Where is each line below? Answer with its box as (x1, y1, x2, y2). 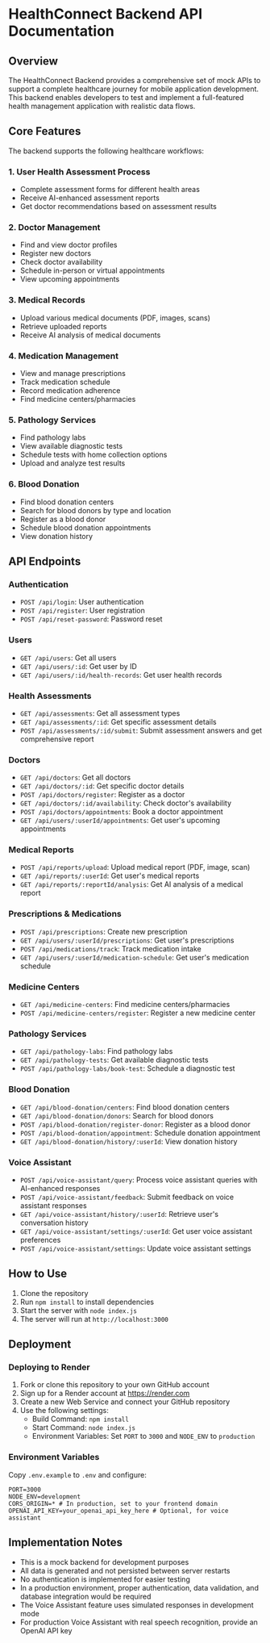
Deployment (8, 1337, 72, 1352)
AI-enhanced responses (19, 1183, 101, 1193)
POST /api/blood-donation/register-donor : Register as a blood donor (19, 1119, 251, 1129)
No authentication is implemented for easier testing (19, 1574, 191, 1584)
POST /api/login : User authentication (19, 597, 144, 607)
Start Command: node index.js (31, 1423, 135, 1432)
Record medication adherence (19, 386, 121, 395)
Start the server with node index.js (19, 1305, 137, 1315)
